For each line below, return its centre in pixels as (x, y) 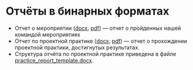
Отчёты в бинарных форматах (88, 11)
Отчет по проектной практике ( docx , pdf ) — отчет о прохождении (101, 41)
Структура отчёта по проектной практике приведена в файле (95, 54)
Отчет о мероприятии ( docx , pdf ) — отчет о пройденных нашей (98, 28)
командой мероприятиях (47, 34)
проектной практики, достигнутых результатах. (77, 47)
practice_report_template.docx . (54, 60)
